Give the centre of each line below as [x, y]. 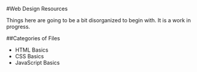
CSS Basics [29, 56]
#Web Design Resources [37, 9]
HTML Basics [31, 50]
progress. [18, 27]
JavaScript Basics [37, 63]
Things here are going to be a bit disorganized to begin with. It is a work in [99, 20]
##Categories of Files [33, 38]
